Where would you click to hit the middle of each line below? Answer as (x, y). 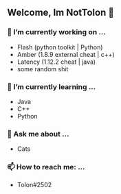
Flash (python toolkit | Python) (60, 47)
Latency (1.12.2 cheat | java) (56, 62)
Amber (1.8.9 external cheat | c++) (66, 54)
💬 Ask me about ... (38, 134)
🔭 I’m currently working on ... (57, 32)
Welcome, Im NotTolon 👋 (61, 13)
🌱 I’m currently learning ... (52, 86)
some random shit (43, 69)
